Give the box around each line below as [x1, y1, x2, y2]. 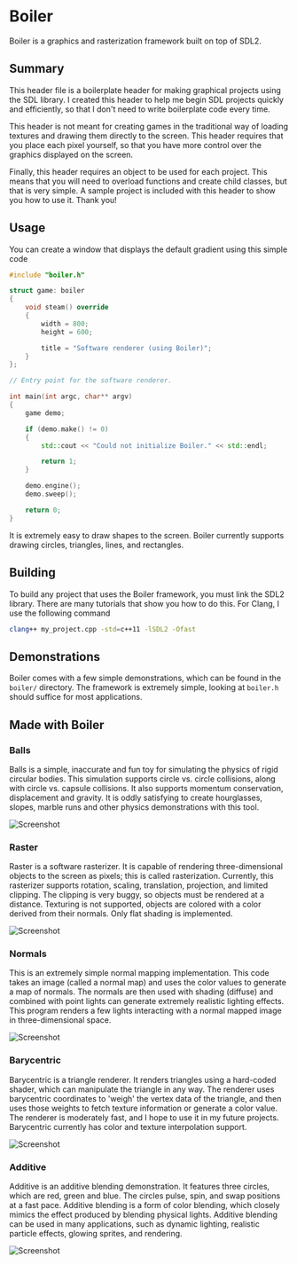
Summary [9, 61, 65, 76]
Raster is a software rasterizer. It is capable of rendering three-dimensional [9, 861, 284, 872]
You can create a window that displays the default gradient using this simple [9, 244, 288, 255]
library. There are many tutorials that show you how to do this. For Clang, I [9, 598, 280, 608]
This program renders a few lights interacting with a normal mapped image [9, 1005, 282, 1017]
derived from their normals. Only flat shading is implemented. [9, 908, 233, 919]
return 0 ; [25, 506, 62, 514]
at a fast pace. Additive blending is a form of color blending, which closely [9, 1200, 281, 1211]
